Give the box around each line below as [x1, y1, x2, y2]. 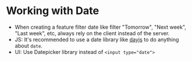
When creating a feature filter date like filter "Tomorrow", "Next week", [14, 23, 187, 30]
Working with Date [6, 4, 99, 18]
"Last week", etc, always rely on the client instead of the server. [14, 29, 170, 36]
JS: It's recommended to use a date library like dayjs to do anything [14, 36, 179, 43]
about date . [14, 42, 43, 49]
